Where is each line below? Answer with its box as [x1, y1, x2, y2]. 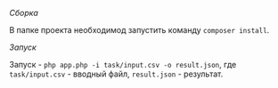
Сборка [9, 8, 38, 18]
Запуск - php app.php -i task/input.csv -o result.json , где [9, 60, 237, 69]
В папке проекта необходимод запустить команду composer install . [9, 25, 270, 35]
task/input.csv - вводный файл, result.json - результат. [9, 68, 224, 79]
